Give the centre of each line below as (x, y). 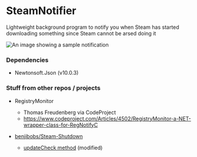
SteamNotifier (41, 11)
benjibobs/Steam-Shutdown (49, 136)
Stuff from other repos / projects (54, 88)
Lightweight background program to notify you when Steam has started (93, 27)
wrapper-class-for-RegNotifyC (61, 125)
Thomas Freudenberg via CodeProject (70, 112)
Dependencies (27, 60)
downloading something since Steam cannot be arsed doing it (81, 33)
